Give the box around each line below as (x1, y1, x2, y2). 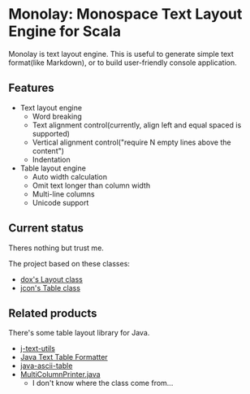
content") (32, 145, 65, 155)
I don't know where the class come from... (32, 379, 174, 388)
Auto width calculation (32, 171, 108, 181)
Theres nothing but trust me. (8, 243, 104, 253)
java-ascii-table (19, 361, 73, 370)
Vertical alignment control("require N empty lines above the (32, 137, 231, 147)
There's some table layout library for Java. (8, 328, 150, 338)
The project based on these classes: (8, 258, 130, 268)
